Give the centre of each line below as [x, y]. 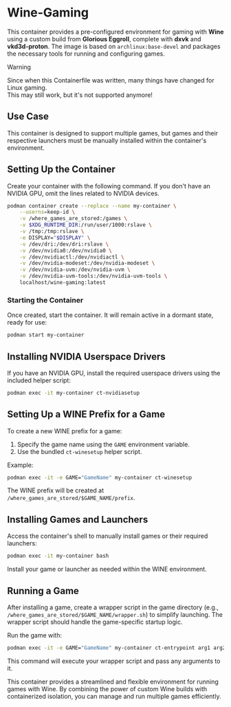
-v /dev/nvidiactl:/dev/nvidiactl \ [72, 257]
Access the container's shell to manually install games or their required [108, 536]
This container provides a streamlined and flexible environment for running [113, 682]
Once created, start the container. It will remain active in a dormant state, [110, 315]
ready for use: [27, 323]
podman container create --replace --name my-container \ [92, 206]
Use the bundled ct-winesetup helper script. [79, 451]
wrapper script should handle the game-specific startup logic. [95, 622]
